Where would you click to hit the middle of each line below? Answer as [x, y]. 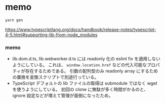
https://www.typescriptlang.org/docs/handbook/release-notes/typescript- [81, 29]
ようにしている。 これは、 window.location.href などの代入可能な [80, 65]
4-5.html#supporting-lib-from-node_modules [51, 35]
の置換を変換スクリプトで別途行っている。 [56, 77]
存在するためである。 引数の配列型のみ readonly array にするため [91, 71]
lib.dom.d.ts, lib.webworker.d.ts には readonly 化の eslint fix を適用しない [86, 59]
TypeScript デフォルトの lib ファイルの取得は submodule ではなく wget [85, 83]
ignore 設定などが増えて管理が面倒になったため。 [62, 96]
